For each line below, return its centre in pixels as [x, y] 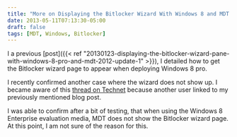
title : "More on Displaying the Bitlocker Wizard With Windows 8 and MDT [118, 14]
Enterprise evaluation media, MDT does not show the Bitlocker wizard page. [118, 119]
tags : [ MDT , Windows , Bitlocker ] [57, 34]
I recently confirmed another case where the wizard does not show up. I [112, 83]
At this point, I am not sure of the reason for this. [78, 126]
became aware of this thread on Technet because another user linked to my [118, 90]
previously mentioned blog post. [54, 97]
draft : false [27, 27]
